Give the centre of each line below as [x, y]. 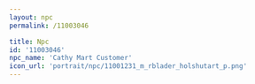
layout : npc [31, 17]
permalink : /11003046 [49, 26]
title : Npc [29, 42]
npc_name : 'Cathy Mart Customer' [71, 58]
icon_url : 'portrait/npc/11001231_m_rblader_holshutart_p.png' [128, 66]
